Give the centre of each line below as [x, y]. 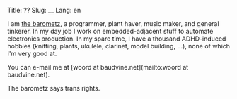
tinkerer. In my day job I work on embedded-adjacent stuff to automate [110, 31]
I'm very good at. [32, 53]
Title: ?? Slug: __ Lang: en [44, 10]
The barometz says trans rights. [54, 88]
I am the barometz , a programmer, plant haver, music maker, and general [113, 24]
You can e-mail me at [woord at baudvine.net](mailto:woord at [98, 67]
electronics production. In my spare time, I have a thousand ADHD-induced [117, 39]
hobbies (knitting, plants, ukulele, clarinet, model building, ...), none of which [119, 46]
